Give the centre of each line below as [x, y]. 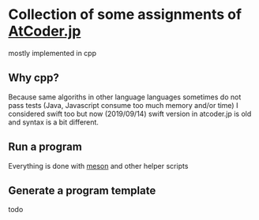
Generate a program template [82, 190]
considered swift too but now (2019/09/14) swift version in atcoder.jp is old [130, 114]
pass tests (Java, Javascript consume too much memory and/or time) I [123, 105]
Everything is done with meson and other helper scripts [98, 166]
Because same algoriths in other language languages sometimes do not [125, 97]
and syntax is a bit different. [53, 122]
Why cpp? [34, 78]
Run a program [45, 147]
